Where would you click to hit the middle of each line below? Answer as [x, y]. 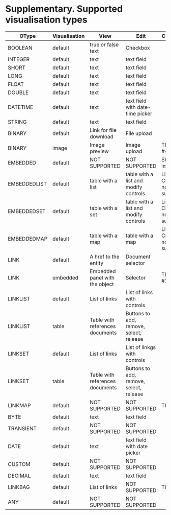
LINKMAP [19, 405]
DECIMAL [19, 476]
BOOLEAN [20, 48]
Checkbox [138, 48]
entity [96, 263]
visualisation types [46, 20]
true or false [104, 44]
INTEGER [19, 59]
